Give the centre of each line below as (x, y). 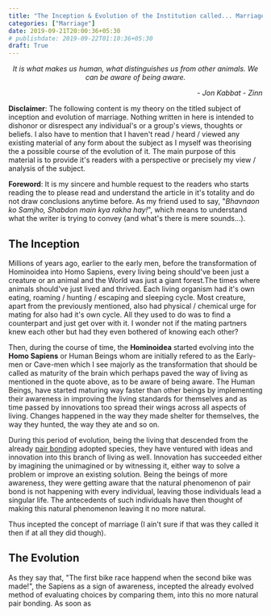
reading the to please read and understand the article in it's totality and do (132, 193)
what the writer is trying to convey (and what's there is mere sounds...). (127, 219)
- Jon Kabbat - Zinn (230, 93)
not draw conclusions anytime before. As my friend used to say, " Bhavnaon (134, 202)
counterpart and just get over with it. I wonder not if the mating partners (128, 323)
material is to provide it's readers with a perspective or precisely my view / (132, 160)
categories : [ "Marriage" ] (52, 23)
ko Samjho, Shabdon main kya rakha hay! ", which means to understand (128, 210)
